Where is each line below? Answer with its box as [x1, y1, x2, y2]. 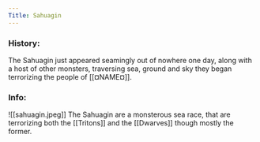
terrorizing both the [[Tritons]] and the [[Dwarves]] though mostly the [8, 118, 235, 128]
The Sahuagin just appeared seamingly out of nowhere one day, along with [8, 55, 253, 65]
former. [8, 127, 32, 136]
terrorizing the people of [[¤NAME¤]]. [8, 72, 132, 81]
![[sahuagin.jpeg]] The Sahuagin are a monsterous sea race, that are [8, 110, 231, 119]
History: [8, 37, 40, 48]
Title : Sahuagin [8, 11, 62, 20]
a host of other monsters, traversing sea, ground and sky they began [8, 64, 232, 73]
